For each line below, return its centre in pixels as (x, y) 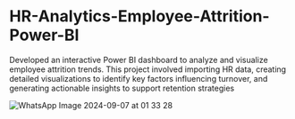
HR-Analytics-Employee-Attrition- (139, 16)
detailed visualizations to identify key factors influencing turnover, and (139, 78)
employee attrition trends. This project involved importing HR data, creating (148, 69)
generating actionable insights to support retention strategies (122, 88)
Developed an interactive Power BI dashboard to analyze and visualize (139, 59)
